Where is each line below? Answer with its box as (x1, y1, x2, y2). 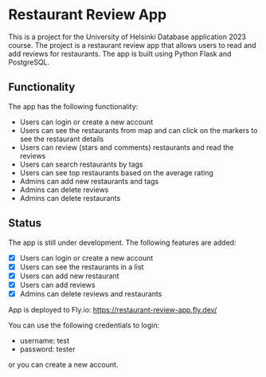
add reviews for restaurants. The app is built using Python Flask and (8, 49, 232, 58)
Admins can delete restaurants (19, 193, 121, 202)
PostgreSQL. (8, 57, 50, 67)
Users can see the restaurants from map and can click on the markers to (19, 125, 258, 135)
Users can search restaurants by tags (19, 159, 143, 169)
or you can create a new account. (8, 359, 119, 369)
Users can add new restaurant (19, 271, 119, 281)
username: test (19, 336, 70, 345)
